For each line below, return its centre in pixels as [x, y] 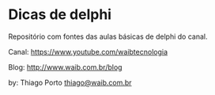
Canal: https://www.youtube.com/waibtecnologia [88, 51]
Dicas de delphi [60, 15]
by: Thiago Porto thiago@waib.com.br [70, 82]
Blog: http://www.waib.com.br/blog [65, 67]
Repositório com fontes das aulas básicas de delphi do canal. [108, 36]
